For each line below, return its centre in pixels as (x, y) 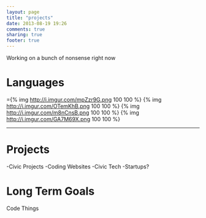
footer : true (23, 40)
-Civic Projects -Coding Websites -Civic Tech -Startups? (78, 167)
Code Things (23, 208)
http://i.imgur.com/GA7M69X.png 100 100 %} (63, 119)
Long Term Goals (51, 191)
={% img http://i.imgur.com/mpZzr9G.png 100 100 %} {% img (84, 99)
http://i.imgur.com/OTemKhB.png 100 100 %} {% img (73, 106)
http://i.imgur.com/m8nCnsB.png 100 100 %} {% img (73, 112)
